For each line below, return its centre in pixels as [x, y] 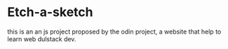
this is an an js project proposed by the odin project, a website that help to [114, 31]
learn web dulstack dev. [42, 38]
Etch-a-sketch [50, 12]
